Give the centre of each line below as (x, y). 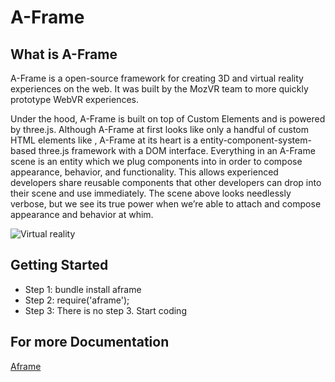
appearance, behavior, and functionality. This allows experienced (144, 172)
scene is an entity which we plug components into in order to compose (156, 161)
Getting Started (59, 265)
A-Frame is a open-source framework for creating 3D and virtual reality (157, 78)
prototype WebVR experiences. (74, 99)
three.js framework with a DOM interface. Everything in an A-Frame (177, 150)
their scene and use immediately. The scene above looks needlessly (151, 193)
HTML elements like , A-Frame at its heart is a (104, 140)
